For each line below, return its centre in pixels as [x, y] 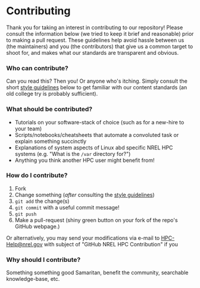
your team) [28, 129]
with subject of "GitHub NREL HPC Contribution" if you [111, 244]
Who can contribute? [37, 68]
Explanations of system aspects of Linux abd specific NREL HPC [94, 148]
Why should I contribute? [43, 259]
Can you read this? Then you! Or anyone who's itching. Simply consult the [97, 81]
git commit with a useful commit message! [67, 207]
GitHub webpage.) [37, 226]
